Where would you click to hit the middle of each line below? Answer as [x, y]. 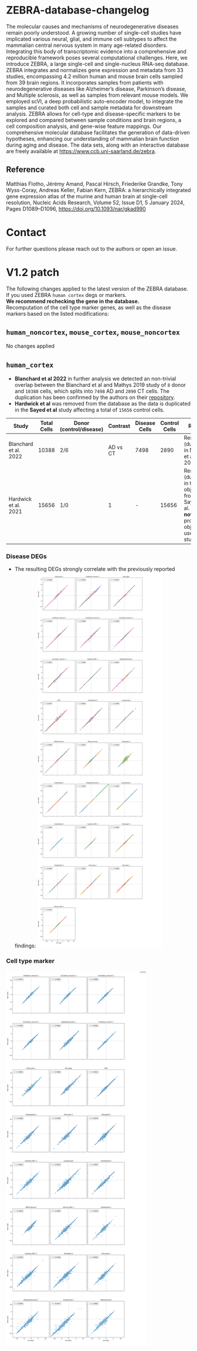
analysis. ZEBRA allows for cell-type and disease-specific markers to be [93, 114]
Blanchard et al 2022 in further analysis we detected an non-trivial [95, 379]
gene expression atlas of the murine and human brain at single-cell [87, 196]
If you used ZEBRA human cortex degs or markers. [67, 295]
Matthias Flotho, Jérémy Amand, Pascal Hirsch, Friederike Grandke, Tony [94, 184]
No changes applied [30, 346]
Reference [26, 170]
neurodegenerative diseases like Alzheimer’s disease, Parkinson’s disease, [96, 89]
